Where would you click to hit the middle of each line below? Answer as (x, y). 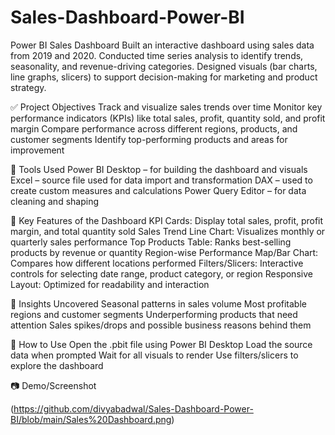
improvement (37, 150)
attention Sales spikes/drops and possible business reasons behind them (161, 325)
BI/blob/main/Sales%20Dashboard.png (91, 419)
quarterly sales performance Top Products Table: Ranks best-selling (151, 242)
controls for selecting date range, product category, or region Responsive (161, 273)
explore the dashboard (57, 365)
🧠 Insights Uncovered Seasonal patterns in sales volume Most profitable (158, 303)
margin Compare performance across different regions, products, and (154, 128)
